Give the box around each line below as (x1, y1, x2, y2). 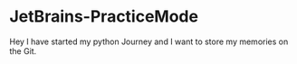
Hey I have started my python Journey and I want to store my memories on (9, 36, 289, 47)
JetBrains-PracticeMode (9, 6, 199, 27)
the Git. (9, 45, 37, 56)
